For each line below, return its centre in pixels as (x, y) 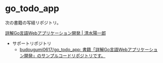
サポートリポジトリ (32, 43)
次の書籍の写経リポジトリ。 (33, 22)
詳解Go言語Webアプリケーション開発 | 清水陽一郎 (55, 33)
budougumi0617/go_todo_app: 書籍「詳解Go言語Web (74, 49)
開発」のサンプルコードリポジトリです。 (65, 55)
